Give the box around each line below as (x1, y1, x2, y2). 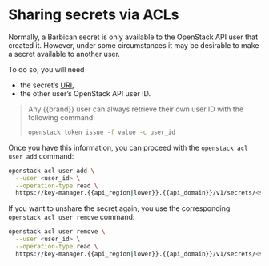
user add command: (8, 151, 74, 161)
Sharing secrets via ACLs (8, 6, 179, 24)
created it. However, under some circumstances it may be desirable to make (8, 40, 259, 50)
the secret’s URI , (19, 80, 74, 90)
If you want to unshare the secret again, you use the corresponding (8, 204, 231, 213)
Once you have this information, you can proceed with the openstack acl (8, 143, 248, 152)
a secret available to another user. (8, 49, 120, 58)
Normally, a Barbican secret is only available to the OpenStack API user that (8, 32, 259, 42)
